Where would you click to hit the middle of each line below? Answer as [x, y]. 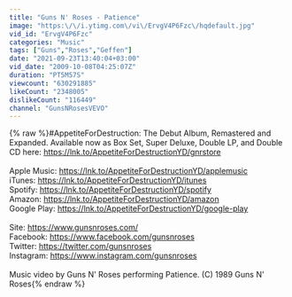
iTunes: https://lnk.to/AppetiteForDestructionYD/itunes [108, 180]
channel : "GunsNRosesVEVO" [59, 108]
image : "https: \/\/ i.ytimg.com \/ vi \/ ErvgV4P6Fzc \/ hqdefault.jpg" [132, 26]
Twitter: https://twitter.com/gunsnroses [81, 246]
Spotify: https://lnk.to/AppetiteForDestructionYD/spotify [111, 190]
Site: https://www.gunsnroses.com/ [74, 228]
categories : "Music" [47, 42]
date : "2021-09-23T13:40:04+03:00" [75, 59]
